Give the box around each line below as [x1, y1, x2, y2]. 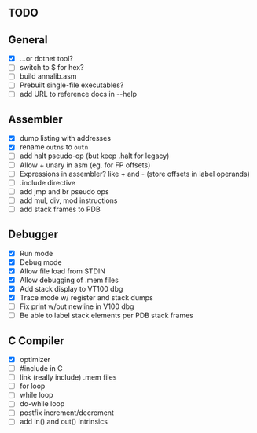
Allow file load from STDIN [19, 266, 106, 276]
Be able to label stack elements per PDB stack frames [19, 310, 194, 321]
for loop [19, 381, 46, 391]
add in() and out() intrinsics [19, 416, 108, 427]
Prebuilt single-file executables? [19, 80, 124, 90]
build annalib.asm [19, 72, 77, 81]
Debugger [8, 228, 59, 241]
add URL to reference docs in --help [19, 90, 138, 99]
